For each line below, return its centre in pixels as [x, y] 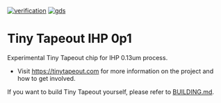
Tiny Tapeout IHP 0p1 [69, 39]
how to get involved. [46, 78]
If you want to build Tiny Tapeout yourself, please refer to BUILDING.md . [110, 92]
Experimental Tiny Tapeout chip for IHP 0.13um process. [88, 57]
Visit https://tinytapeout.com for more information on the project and [115, 71]
